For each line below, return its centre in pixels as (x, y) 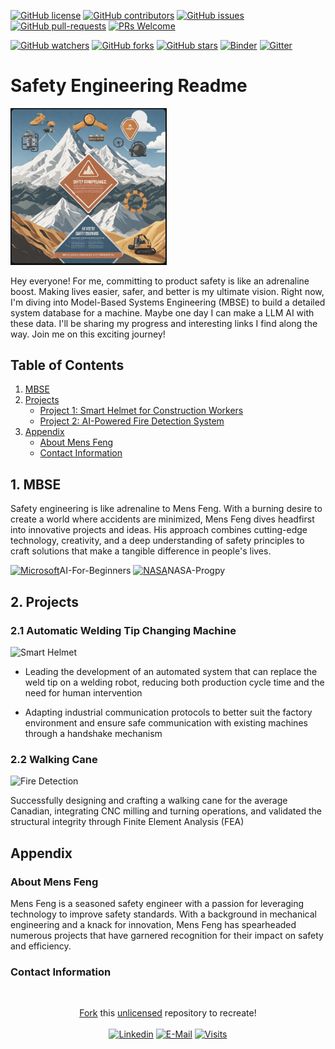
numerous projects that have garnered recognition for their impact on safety (167, 935)
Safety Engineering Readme (129, 86)
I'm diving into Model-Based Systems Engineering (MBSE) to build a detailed (168, 302)
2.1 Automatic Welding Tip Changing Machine (123, 630)
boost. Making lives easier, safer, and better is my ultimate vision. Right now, (167, 291)
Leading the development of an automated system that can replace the (171, 671)
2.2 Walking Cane (54, 759)
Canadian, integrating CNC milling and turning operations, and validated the (166, 811)
